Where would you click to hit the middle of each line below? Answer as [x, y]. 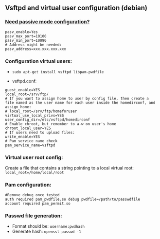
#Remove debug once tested [32, 195]
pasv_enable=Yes [21, 32]
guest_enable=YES [23, 90]
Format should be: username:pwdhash [48, 226]
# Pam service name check [31, 141]
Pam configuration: [28, 185]
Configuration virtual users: [38, 61]
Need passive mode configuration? [47, 22]
